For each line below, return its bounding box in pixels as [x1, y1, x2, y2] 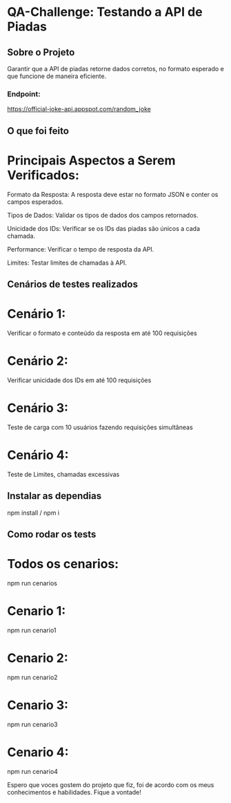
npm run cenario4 [7, 767, 59, 775]
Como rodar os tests [7, 528, 97, 540]
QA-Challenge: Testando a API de [7, 4, 203, 20]
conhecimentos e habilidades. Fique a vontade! [7, 788, 141, 796]
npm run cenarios [7, 578, 57, 587]
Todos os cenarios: [7, 556, 119, 572]
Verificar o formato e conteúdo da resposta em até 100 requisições [7, 329, 198, 337]
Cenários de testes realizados [7, 278, 138, 290]
